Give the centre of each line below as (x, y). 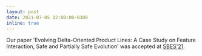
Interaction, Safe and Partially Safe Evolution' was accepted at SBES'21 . (96, 46)
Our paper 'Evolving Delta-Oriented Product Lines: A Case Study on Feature (101, 40)
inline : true (23, 23)
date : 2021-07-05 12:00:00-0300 (47, 17)
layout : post (23, 12)
